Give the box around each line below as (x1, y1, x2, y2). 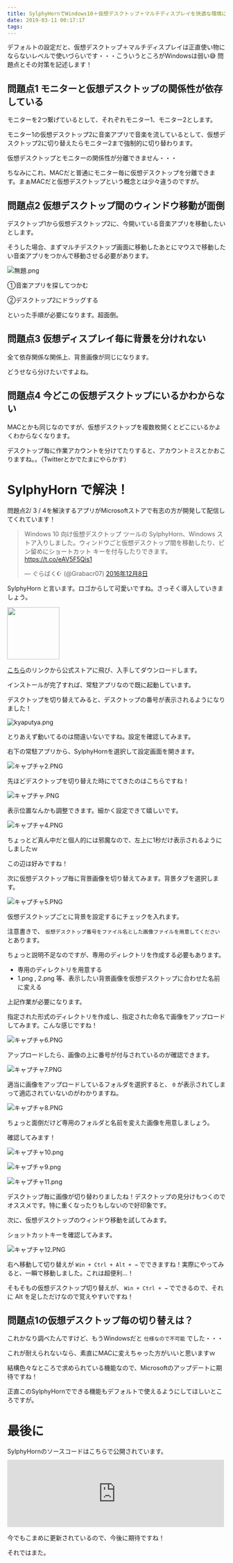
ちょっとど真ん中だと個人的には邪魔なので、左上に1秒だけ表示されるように (7, 835, 223, 844)
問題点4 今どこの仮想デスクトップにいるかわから (7, 390, 216, 402)
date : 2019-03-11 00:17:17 (7, 17, 85, 24)
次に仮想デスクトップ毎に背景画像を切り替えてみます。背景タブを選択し (7, 874, 213, 882)
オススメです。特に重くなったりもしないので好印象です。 (7, 1201, 171, 1209)
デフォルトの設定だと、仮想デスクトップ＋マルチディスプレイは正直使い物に (7, 43, 225, 51)
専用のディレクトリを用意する (17, 965, 103, 974)
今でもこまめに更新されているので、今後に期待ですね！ (7, 1534, 165, 1542)
